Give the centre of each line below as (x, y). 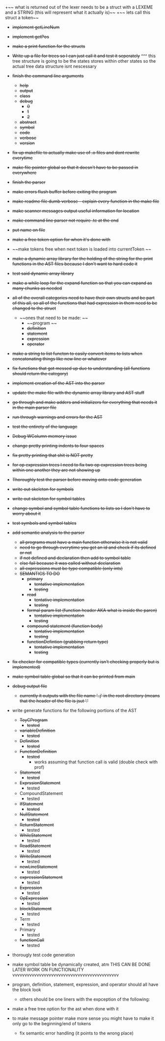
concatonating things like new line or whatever (59, 359)
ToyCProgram (34, 720)
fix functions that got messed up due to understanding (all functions (81, 368)
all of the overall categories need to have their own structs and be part (83, 298)
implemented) (26, 667)
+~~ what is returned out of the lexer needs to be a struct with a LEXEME (79, 7)
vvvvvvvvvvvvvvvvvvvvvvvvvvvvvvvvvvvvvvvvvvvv (65, 975)
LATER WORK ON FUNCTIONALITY (48, 969)
